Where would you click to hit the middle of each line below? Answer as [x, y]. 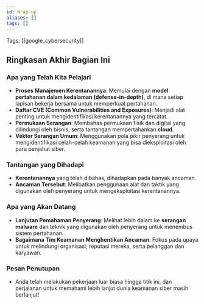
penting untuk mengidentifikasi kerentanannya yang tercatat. [91, 117]
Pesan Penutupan [33, 268]
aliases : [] [21, 18]
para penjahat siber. [40, 149]
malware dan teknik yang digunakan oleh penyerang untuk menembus [104, 226]
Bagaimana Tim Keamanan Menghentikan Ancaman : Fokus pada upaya [107, 239]
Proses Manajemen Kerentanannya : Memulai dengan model [92, 91]
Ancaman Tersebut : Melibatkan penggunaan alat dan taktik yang [97, 184]
